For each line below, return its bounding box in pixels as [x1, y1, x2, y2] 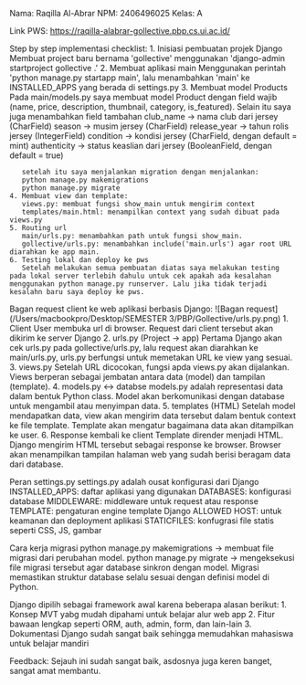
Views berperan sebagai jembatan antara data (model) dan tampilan [9, 372, 266, 382]
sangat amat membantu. [9, 666, 101, 676]
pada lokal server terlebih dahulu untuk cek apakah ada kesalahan [9, 271, 272, 280]
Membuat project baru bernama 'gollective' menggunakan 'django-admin [9, 53, 286, 63]
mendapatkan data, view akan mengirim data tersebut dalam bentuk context [9, 410, 297, 421]
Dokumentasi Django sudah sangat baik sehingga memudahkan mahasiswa [9, 628, 294, 638]
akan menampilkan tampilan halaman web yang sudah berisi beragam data [9, 449, 290, 459]
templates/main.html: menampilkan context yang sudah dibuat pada [21, 207, 280, 216]
